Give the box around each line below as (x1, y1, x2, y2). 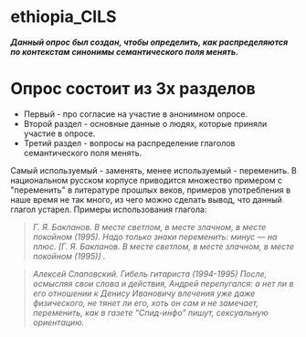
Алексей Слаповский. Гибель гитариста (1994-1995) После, (32, 268, 268, 279)
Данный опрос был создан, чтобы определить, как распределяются (10, 37, 289, 47)
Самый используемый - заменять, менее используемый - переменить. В (10, 164, 298, 175)
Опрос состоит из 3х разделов (10, 79, 257, 100)
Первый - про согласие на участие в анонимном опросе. (23, 108, 248, 120)
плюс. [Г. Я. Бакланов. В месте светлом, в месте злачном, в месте (32, 240, 295, 252)
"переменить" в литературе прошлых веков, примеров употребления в (10, 184, 291, 195)
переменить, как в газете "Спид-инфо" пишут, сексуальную (32, 307, 269, 318)
